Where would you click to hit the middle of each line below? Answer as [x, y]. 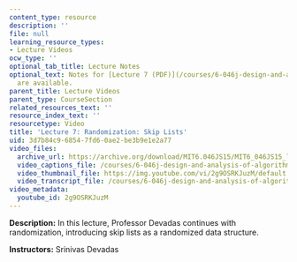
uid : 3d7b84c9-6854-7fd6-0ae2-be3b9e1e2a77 [91, 140]
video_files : [33, 148]
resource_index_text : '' [55, 116]
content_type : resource [53, 17]
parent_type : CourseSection [61, 99]
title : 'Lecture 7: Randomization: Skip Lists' [99, 132]
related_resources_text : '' [61, 108]
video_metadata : [39, 190]
